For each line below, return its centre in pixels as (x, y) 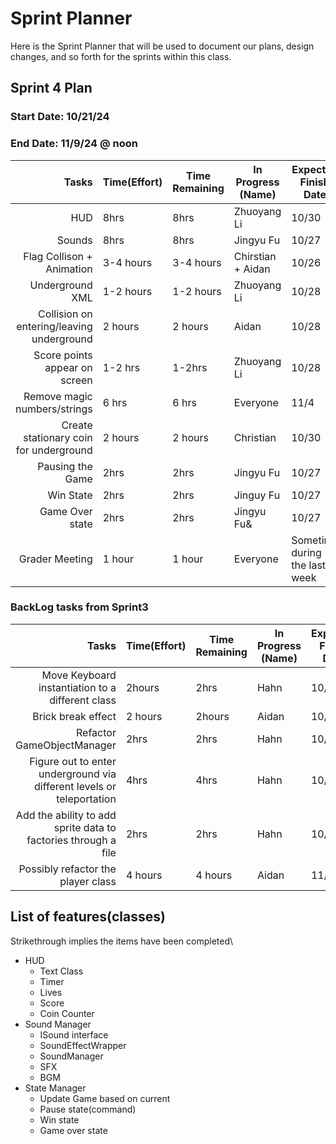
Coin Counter (67, 1013)
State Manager (55, 1088)
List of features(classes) (88, 917)
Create (77, 425)
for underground (54, 450)
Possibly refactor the (67, 869)
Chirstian (255, 256)
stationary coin (58, 437)
